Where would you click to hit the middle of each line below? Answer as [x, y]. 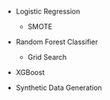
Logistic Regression [48, 11]
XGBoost [30, 72]
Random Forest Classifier [57, 42]
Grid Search [47, 57]
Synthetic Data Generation [59, 87]
